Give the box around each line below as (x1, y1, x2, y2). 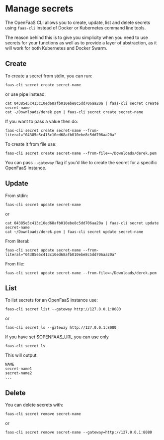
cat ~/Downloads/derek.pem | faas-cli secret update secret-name (5, 229, 143, 234)
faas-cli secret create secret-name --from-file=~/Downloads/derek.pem (5, 151, 157, 156)
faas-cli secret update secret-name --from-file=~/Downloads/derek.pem (5, 270, 157, 275)
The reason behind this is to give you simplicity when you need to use (5, 34, 148, 40)
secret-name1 (5, 366, 32, 372)
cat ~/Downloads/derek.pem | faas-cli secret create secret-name (5, 109, 143, 115)
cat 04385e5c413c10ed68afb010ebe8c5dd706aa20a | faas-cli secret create (5, 101, 159, 106)
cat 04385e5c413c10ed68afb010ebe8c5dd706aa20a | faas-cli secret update (5, 220, 159, 225)
